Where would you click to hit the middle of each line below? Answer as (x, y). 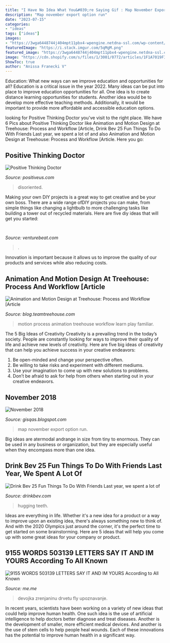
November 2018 (31, 397)
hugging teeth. (33, 505)
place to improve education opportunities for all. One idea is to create (78, 92)
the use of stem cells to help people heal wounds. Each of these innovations (85, 629)
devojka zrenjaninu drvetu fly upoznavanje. (62, 598)
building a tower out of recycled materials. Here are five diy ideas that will (82, 213)
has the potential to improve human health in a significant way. (70, 635)
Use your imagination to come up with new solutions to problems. (81, 370)
